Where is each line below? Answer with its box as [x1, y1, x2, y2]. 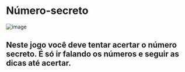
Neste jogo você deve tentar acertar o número [6, 40, 177, 50]
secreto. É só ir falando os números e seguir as [6, 49, 179, 59]
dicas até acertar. [6, 58, 71, 68]
